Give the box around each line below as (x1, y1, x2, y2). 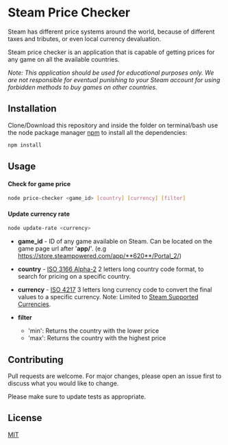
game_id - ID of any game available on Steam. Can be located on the (17, 238, 213, 246)
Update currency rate (8, 209, 71, 218)
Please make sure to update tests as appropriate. (8, 392, 147, 400)
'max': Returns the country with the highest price (27, 334, 166, 342)
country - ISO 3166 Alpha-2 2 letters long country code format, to (17, 265, 204, 273)
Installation (8, 103, 57, 114)
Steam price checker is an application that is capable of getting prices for (8, 48, 215, 56)
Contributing (8, 354, 64, 366)
